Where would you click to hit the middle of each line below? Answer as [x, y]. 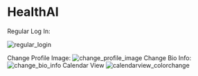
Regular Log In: [29, 31]
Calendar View [83, 65]
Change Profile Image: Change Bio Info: [99, 58]
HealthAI [33, 12]
